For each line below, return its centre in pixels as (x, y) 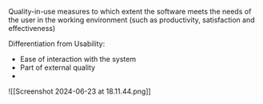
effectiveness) (32, 28)
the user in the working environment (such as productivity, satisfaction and (131, 20)
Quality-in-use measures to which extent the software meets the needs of (130, 12)
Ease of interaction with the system (78, 59)
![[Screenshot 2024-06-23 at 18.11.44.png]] (80, 91)
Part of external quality (58, 67)
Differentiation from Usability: (57, 44)
